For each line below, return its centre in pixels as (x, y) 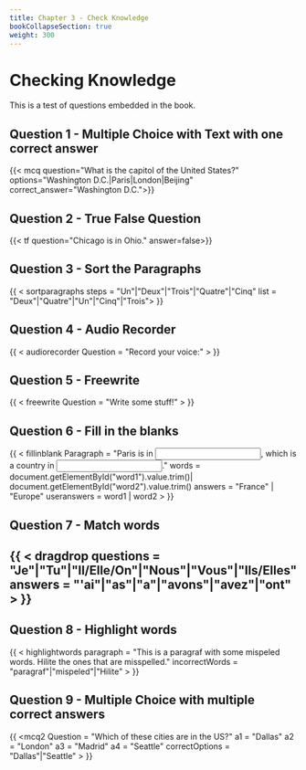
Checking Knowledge (93, 80)
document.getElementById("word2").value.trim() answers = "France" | (142, 487)
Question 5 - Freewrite (74, 380)
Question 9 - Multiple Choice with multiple (132, 700)
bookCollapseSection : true (61, 26)
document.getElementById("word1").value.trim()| (101, 477)
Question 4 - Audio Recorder (93, 330)
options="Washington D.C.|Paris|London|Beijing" (101, 180)
